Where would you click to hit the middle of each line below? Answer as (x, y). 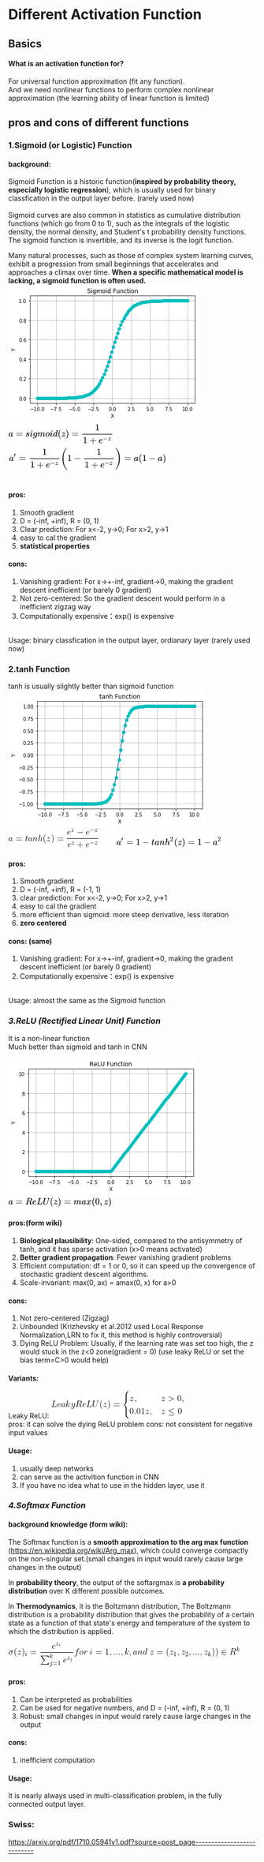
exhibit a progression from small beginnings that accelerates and (113, 264)
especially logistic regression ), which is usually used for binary (112, 190)
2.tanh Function (39, 669)
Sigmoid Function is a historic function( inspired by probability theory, (122, 182)
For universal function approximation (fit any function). (97, 81)
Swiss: (21, 1825)
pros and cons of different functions (99, 123)
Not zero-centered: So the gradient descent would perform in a (122, 598)
